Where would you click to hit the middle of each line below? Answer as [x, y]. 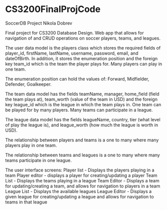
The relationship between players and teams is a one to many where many [82, 140]
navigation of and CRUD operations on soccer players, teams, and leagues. [83, 38]
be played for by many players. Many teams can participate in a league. [79, 110]
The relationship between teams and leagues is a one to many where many [83, 155]
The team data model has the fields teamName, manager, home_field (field [82, 94]
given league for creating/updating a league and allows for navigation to [79, 196]
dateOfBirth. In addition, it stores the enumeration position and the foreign [81, 58]
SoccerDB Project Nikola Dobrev [39, 23]
